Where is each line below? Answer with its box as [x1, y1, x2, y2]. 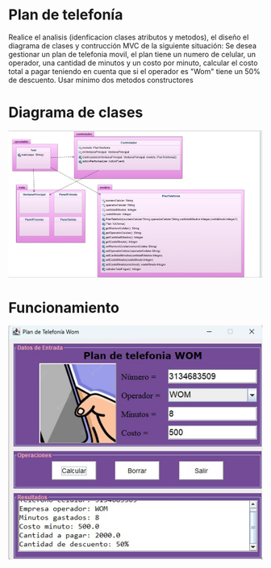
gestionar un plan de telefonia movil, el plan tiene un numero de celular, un [8, 49, 256, 59]
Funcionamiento [8, 298, 119, 317]
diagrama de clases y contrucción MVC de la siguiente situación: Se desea [8, 40, 256, 50]
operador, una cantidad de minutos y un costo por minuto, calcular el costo [8, 58, 258, 68]
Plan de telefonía [8, 6, 123, 24]
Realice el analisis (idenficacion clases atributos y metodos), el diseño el [8, 32, 249, 42]
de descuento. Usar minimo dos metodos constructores [8, 75, 194, 85]
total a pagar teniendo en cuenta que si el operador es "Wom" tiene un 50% [8, 66, 261, 76]
